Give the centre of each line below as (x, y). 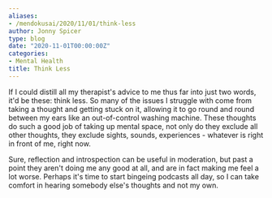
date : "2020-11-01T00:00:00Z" (60, 46)
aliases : (23, 16)
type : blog (27, 39)
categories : (28, 54)
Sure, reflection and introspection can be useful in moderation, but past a (131, 159)
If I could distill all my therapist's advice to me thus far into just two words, (132, 92)
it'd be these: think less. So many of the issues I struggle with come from (130, 100)
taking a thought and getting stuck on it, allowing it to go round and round (131, 109)
